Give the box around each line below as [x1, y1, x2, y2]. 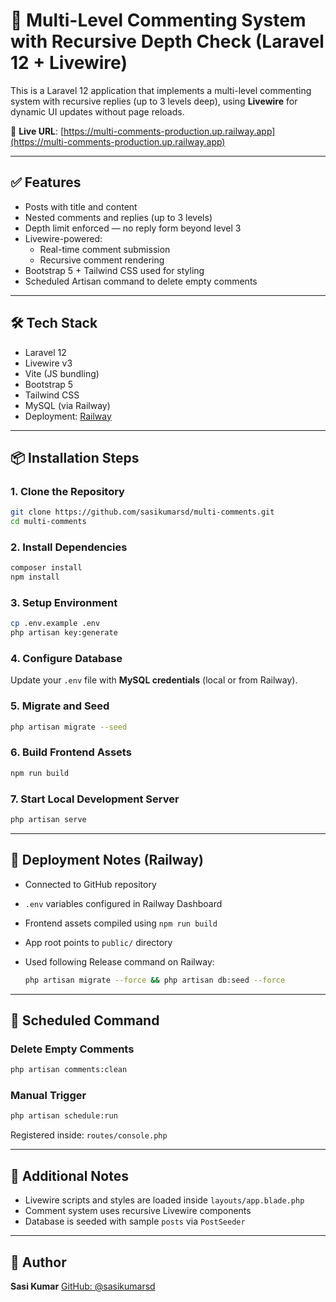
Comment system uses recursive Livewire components [24, 1205, 252, 1217]
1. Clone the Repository [10, 484, 125, 498]
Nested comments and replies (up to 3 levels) [24, 211, 213, 223]
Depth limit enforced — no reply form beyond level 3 [24, 222, 242, 234]
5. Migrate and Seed [10, 699, 110, 713]
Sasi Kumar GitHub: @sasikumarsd [10, 1280, 156, 1292]
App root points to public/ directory [24, 936, 173, 948]
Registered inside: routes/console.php [10, 1129, 168, 1141]
